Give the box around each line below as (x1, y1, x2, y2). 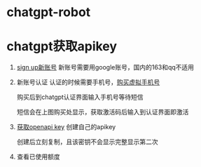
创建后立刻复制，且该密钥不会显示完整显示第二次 (16, 138, 158, 146)
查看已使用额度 (16, 152, 60, 161)
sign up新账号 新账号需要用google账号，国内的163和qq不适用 (16, 63, 194, 72)
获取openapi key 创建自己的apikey (16, 123, 116, 131)
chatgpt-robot (6, 4, 91, 20)
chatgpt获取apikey (6, 39, 117, 55)
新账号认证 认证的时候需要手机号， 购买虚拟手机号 (16, 78, 160, 86)
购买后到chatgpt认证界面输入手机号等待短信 (16, 93, 144, 102)
